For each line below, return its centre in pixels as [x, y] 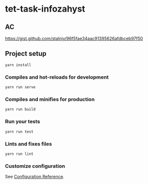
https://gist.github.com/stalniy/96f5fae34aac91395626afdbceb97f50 [74, 38]
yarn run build [20, 109]
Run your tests [23, 121]
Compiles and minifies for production [50, 100]
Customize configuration [35, 166]
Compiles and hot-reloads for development [57, 77]
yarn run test [19, 132]
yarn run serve [20, 87]
